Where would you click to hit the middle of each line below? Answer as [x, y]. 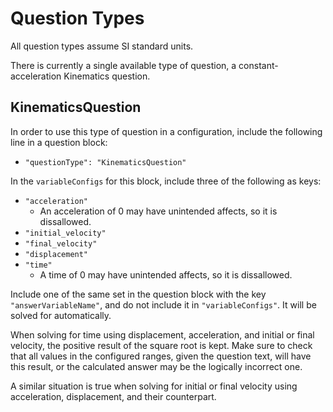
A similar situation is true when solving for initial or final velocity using [154, 386]
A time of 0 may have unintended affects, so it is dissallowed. [166, 274]
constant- [258, 65]
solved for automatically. [61, 315]
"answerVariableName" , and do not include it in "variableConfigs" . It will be [163, 304]
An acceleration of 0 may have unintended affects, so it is [158, 211]
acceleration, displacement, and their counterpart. [113, 396]
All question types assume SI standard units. [102, 46]
